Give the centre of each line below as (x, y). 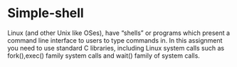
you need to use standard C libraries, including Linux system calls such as (116, 48)
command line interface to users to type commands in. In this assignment (115, 40)
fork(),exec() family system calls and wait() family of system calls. (104, 56)
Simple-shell (46, 13)
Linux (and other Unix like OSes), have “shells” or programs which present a (118, 33)
